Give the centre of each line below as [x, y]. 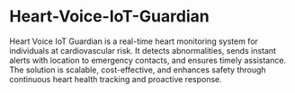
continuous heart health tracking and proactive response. [116, 79]
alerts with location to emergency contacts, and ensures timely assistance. [147, 60]
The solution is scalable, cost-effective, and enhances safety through [138, 70]
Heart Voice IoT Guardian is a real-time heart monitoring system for [134, 41]
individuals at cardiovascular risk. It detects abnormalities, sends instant [143, 50]
